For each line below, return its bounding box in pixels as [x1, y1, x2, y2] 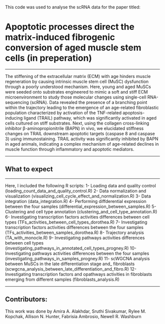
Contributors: [5, 295, 48, 303]
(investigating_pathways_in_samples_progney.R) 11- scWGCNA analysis [5, 255, 150, 261]
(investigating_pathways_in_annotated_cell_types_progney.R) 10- [5, 245, 137, 251]
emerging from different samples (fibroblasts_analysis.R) [5, 276, 120, 282]
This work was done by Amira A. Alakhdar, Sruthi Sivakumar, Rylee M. [5, 308, 146, 314]
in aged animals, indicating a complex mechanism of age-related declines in [5, 141, 159, 147]
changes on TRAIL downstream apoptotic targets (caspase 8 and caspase [5, 130, 155, 136]
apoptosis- [122, 110, 145, 116]
